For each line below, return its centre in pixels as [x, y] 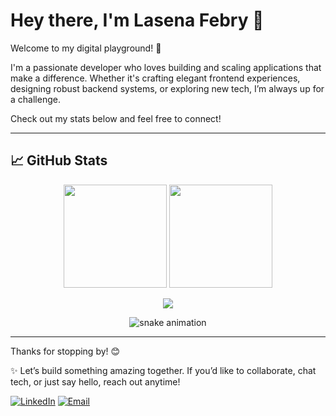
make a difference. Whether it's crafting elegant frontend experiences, [155, 78]
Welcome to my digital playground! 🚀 [86, 48]
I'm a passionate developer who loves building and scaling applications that [166, 67]
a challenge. [35, 99]
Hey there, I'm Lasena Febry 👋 [137, 20]
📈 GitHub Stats [59, 160]
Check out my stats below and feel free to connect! [116, 118]
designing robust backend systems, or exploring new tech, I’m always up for [167, 88]
